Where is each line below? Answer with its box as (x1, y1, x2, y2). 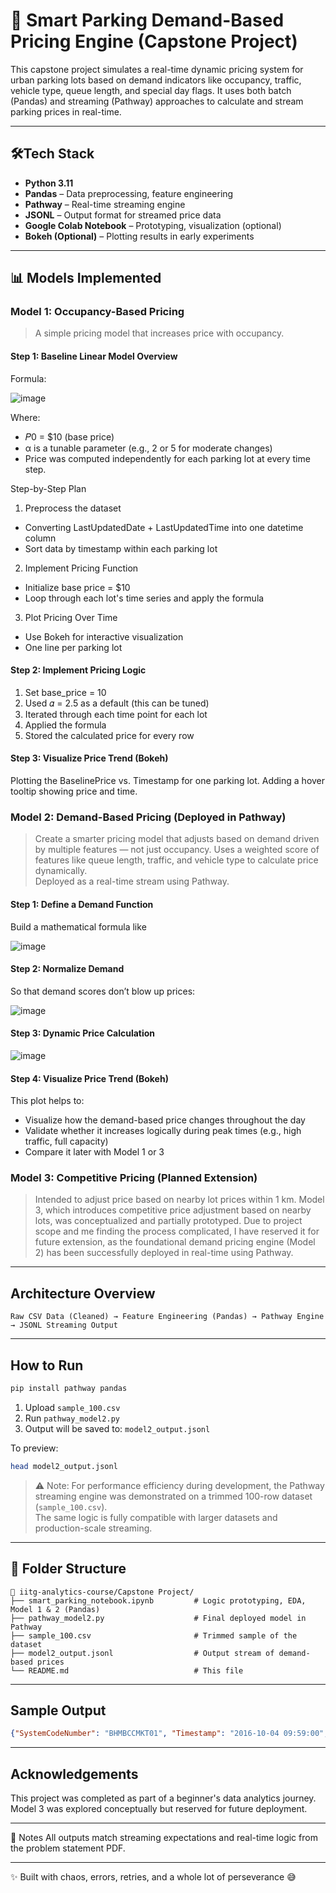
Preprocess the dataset (24, 502, 122, 514)
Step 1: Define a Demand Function (10, 898, 154, 910)
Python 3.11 (24, 177, 74, 189)
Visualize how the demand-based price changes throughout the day (24, 1114, 306, 1126)
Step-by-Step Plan (10, 482, 87, 494)
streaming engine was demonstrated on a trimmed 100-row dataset (34, 1490, 313, 1502)
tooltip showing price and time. (10, 785, 138, 798)
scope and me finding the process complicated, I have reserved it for (34, 1225, 320, 1238)
